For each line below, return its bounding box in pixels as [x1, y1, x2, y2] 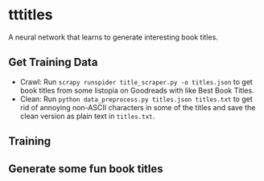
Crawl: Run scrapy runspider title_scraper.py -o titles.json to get [19, 76, 254, 86]
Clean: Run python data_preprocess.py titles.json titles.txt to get [19, 94, 253, 104]
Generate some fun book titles [8, 162, 163, 175]
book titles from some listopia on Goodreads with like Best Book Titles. [19, 85, 255, 95]
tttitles [8, 6, 54, 24]
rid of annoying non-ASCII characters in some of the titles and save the [19, 102, 256, 112]
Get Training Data [8, 56, 98, 69]
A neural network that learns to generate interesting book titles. [8, 32, 219, 42]
